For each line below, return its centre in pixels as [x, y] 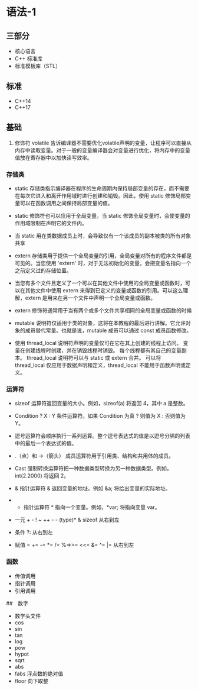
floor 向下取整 [32, 681]
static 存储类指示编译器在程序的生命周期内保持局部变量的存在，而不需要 [102, 188]
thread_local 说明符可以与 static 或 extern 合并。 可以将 [94, 357]
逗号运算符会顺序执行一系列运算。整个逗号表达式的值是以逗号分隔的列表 [102, 436]
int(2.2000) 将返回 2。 [42, 476]
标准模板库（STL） [37, 66]
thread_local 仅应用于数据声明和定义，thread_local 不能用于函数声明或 [100, 365]
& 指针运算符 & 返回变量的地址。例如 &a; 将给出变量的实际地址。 [93, 488]
